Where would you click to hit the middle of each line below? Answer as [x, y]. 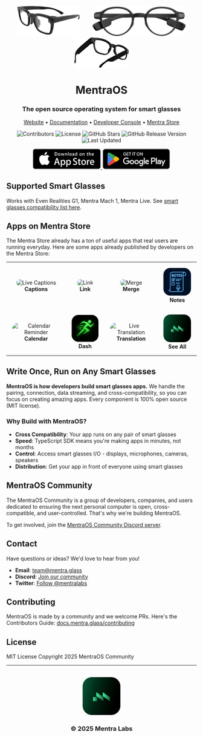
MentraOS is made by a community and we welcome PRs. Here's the [92, 616]
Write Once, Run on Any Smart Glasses [81, 372]
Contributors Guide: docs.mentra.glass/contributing [70, 623]
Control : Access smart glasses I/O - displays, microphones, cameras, [101, 454]
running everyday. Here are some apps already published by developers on [100, 247]
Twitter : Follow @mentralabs [51, 583]
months [24, 447]
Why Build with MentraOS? [47, 421]
